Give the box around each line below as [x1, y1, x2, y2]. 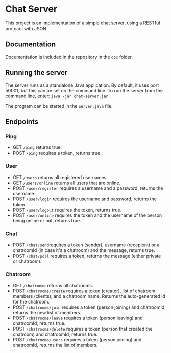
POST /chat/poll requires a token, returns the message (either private [12, 253, 161, 259]
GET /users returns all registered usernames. [12, 174, 108, 180]
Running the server [5, 68, 68, 77]
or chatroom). [12, 258, 42, 264]
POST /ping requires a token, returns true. [12, 150, 102, 156]
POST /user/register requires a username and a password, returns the [12, 185, 163, 191]
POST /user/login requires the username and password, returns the [12, 196, 157, 202]
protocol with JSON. [5, 25, 48, 31]
